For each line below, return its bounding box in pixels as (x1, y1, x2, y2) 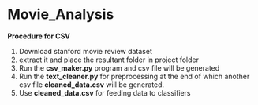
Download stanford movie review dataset (18, 46, 153, 56)
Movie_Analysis (7, 5, 114, 24)
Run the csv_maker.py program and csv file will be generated (18, 63, 220, 72)
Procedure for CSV (7, 31, 70, 41)
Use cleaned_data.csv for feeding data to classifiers (18, 88, 191, 97)
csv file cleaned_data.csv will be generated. (18, 80, 165, 89)
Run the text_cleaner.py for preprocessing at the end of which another (18, 71, 250, 81)
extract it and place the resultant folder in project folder (18, 55, 199, 64)
